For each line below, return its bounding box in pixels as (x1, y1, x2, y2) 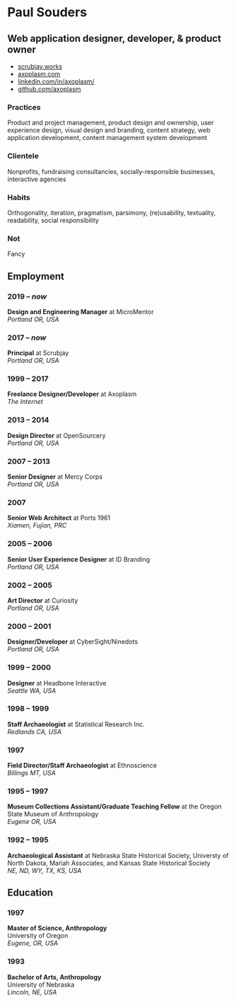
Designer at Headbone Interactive (7, 678, 107, 687)
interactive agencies (7, 175, 66, 183)
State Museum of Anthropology (7, 810, 99, 818)
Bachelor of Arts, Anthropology (7, 973, 102, 981)
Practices (7, 102, 41, 112)
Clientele (7, 151, 39, 161)
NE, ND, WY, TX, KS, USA (7, 866, 82, 874)
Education (7, 887, 54, 899)
